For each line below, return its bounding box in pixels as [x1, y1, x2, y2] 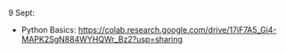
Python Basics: [20, 25, 77, 34]
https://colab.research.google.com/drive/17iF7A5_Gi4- [78, 25, 277, 34]
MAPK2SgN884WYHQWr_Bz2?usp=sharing [20, 34, 184, 44]
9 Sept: [8, 8, 35, 18]
